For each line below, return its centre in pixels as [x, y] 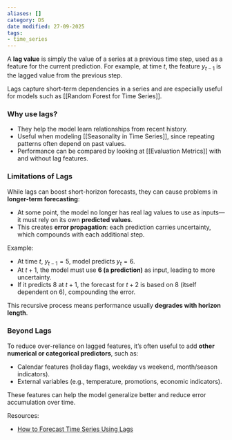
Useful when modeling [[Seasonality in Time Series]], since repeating [116, 136]
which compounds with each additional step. [81, 234]
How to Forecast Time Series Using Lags [75, 429]
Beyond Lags [29, 331]
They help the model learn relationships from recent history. [102, 129]
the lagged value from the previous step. [65, 75]
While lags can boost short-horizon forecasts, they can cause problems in [112, 192]
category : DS [26, 20]
